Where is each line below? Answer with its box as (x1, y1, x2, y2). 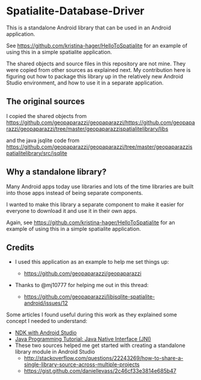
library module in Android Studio (14, 348, 95, 355)
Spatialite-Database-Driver (6, 4, 145, 18)
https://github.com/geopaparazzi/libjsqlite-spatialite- (23, 293, 155, 300)
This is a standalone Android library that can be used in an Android (6, 24, 171, 31)
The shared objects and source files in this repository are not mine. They (6, 60, 186, 67)
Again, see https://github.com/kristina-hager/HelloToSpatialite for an (6, 219, 175, 226)
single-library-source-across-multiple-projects (23, 361, 140, 368)
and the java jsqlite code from (6, 137, 80, 144)
